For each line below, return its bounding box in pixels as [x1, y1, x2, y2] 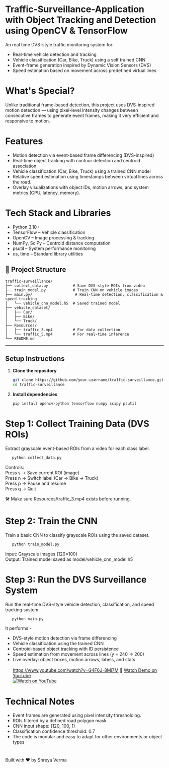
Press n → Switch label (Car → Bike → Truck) [5, 475, 99, 481]
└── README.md [5, 336, 35, 341]
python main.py [12, 616, 44, 621]
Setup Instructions [5, 354, 65, 363]
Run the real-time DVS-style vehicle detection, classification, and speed [5, 601, 154, 607]
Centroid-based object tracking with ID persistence [12, 646, 119, 652]
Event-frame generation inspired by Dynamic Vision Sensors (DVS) [12, 62, 151, 68]
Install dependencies [12, 392, 58, 398]
